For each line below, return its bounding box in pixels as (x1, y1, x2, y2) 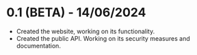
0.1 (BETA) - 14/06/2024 (6, 5, 146, 20)
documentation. (16, 41, 61, 50)
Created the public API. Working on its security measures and (16, 34, 190, 42)
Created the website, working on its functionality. (16, 27, 155, 35)
